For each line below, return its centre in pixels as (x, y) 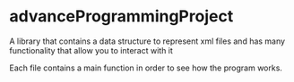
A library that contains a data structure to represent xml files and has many (147, 41)
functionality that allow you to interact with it (91, 50)
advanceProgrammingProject (121, 16)
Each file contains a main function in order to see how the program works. (146, 68)
